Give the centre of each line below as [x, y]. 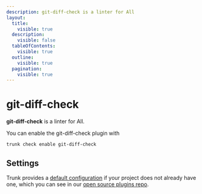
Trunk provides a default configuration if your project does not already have [101, 178]
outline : [23, 57]
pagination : [27, 69]
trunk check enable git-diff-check [51, 145]
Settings [23, 163]
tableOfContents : [34, 46]
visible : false [37, 40]
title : [20, 23]
